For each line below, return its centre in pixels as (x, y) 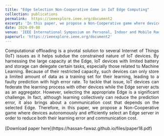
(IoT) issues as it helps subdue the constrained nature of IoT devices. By (82, 56)
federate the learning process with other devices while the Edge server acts (82, 87)
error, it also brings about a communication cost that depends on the (82, 102)
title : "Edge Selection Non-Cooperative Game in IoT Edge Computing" (77, 10)
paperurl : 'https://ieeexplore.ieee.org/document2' (59, 37)
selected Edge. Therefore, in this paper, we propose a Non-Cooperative (82, 107)
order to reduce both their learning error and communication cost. (71, 118)
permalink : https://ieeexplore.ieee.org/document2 (59, 19)
